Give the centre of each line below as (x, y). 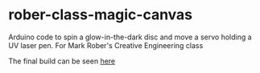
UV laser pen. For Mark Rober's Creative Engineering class (106, 45)
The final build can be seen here (62, 61)
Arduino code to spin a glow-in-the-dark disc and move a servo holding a (130, 37)
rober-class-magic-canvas (101, 15)
